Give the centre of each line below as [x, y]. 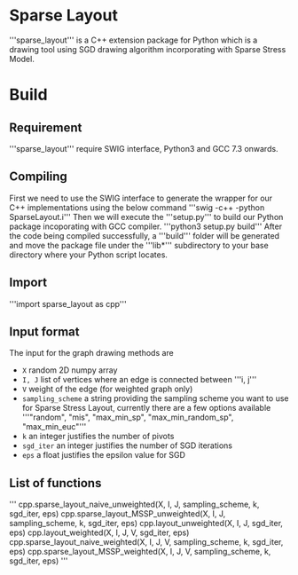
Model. [22, 59]
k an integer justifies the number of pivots [98, 437]
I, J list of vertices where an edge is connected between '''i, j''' [139, 380]
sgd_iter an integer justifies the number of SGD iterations [127, 445]
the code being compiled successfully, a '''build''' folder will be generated [145, 235]
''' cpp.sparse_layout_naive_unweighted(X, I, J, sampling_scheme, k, [134, 504]
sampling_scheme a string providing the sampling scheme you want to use [155, 398]
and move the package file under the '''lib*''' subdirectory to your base [139, 245]
